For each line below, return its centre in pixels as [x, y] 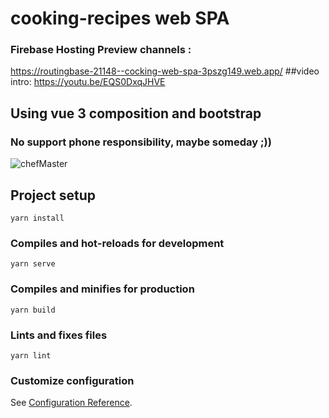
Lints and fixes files [59, 335]
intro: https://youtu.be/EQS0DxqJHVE [88, 82]
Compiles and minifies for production [102, 289]
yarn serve [33, 264]
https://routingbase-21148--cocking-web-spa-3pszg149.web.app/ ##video [165, 71]
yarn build [33, 310]
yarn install [37, 218]
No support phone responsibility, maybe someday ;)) [141, 142]
